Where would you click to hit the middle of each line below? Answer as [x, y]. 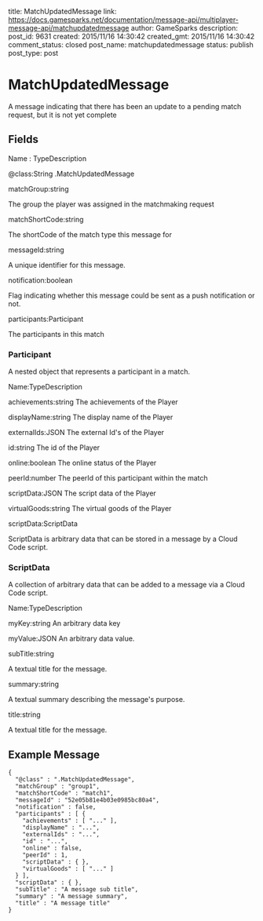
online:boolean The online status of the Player [82, 463]
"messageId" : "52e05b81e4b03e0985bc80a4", [87, 800]
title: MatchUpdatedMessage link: [62, 11]
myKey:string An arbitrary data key [64, 623]
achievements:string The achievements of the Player [93, 402]
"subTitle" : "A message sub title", [77, 890]
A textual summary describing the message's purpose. [97, 700]
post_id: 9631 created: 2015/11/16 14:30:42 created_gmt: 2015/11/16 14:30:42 [131, 36]
